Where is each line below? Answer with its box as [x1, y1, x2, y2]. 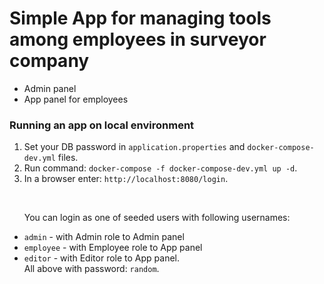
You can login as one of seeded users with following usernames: [23, 212, 291, 224]
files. [57, 152, 79, 164]
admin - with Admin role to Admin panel [23, 231, 185, 243]
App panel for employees [23, 93, 129, 105]
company [9, 50, 90, 72]
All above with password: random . [23, 263, 160, 275]
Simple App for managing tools [9, 7, 272, 30]
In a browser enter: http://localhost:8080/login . [23, 173, 229, 185]
